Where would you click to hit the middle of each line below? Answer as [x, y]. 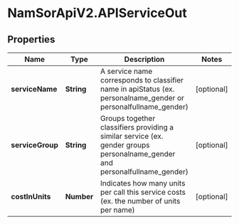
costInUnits [31, 197]
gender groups [125, 145]
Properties [31, 39]
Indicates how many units [143, 183]
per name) [118, 210]
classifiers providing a [137, 127]
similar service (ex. [132, 136]
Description [144, 59]
